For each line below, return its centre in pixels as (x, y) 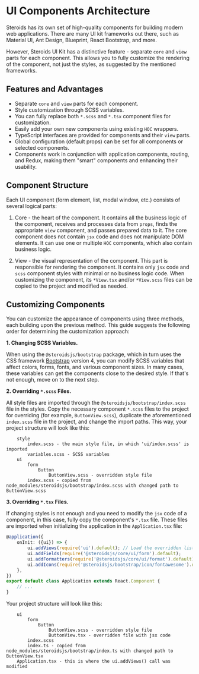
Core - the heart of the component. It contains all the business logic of (100, 218)
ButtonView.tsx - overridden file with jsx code (109, 635)
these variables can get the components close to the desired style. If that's (97, 373)
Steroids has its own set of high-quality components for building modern (95, 27)
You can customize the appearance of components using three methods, (95, 319)
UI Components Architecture (78, 11)
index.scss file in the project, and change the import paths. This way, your (97, 422)
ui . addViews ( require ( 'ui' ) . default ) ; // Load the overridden (105, 548)
